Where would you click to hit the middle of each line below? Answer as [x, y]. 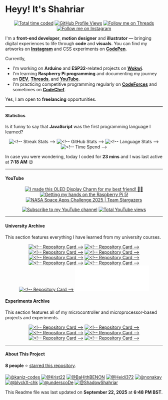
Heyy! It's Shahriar [45, 9]
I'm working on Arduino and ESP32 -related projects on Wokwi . [78, 68]
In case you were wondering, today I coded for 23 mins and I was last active [84, 157]
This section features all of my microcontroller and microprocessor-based [81, 312]
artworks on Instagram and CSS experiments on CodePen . [66, 49]
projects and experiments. [32, 317]
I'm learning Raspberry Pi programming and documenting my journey [85, 73]
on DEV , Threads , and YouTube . [46, 79]
